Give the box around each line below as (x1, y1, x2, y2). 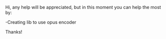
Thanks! (5, 29, 22, 34)
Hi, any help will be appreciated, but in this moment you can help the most (5, 4, 161, 10)
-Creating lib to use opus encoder (5, 19, 77, 25)
